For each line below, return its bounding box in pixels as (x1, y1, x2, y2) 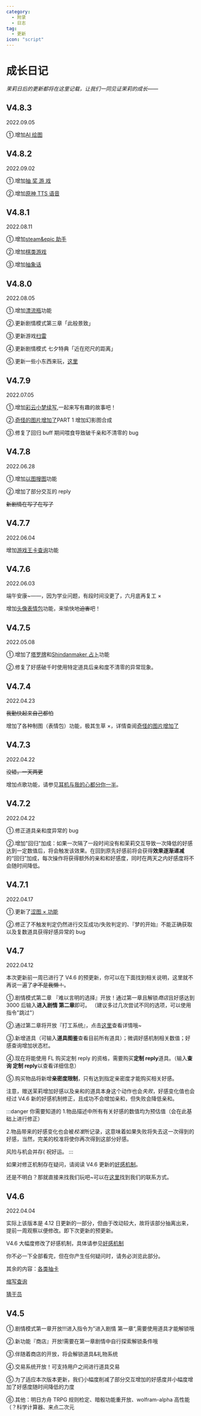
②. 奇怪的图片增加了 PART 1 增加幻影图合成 (6, 416, 112, 424)
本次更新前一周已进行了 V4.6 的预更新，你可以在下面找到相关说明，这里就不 (6, 974, 193, 981)
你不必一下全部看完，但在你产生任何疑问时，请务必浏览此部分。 (6, 1253, 163, 1260)
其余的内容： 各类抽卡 (6, 1265, 59, 1272)
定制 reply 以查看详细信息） (13, 1062, 80, 1070)
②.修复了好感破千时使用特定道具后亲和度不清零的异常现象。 (6, 663, 157, 671)
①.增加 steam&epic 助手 (6, 236, 67, 243)
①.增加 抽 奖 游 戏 (6, 177, 51, 184)
